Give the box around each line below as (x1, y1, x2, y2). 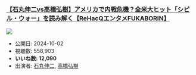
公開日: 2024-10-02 (14, 40, 64, 47)
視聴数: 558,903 (14, 48, 55, 55)
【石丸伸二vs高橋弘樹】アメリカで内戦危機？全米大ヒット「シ (6, 5, 184, 13)
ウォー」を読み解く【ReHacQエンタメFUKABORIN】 (18, 14, 170, 22)
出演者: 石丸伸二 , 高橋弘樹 (14, 62, 79, 70)
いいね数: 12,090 (14, 55, 57, 62)
